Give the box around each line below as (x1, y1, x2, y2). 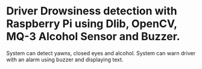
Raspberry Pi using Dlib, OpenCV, (6, 17, 177, 31)
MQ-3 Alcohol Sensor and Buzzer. (6, 30, 180, 43)
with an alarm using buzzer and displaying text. (6, 56, 124, 63)
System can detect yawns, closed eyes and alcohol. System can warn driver (6, 49, 196, 56)
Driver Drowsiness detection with (6, 4, 177, 18)
